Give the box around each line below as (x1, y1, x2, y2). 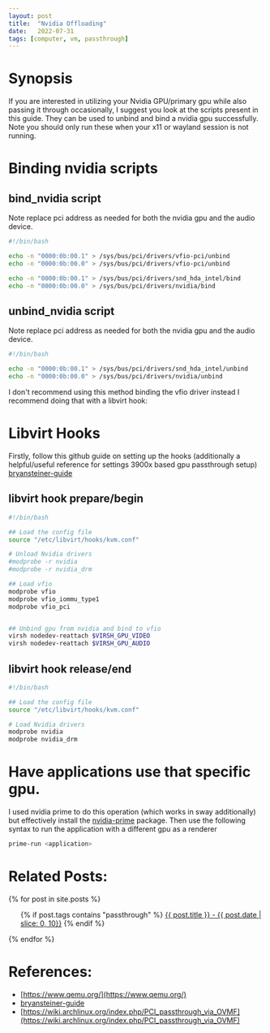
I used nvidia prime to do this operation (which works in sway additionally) (8, 807, 257, 817)
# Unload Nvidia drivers (8, 550, 92, 559)
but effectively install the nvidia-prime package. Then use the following (8, 815, 246, 825)
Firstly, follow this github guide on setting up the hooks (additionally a (8, 451, 241, 460)
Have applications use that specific (8, 763, 251, 781)
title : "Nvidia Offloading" (8, 19, 107, 28)
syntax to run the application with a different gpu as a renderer (8, 824, 217, 834)
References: (8, 963, 92, 981)
